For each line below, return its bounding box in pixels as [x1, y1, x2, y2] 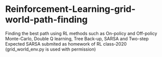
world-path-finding [5, 14, 88, 25]
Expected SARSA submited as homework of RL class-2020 [5, 41, 127, 47]
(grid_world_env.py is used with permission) [5, 46, 96, 52]
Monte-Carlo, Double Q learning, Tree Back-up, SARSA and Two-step [5, 36, 149, 42]
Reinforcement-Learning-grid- [5, 3, 136, 15]
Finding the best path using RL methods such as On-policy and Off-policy [5, 30, 157, 36]
